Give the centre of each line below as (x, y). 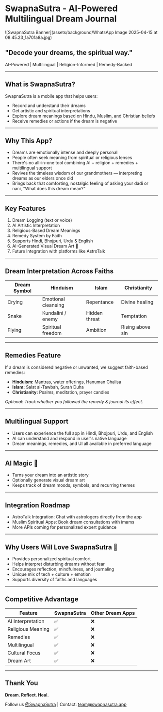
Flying (15, 330)
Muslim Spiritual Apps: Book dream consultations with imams (73, 522)
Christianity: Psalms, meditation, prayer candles (61, 392)
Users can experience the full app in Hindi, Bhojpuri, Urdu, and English (82, 433)
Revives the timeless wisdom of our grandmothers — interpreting (77, 173)
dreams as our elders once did (43, 178)
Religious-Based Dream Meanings (46, 231)
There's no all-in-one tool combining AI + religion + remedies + (75, 163)
